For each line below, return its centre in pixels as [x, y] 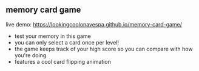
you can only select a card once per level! [67, 42]
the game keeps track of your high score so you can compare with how [103, 49]
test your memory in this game [53, 36]
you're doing [30, 55]
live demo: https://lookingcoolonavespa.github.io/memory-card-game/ [94, 24]
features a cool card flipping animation [63, 61]
